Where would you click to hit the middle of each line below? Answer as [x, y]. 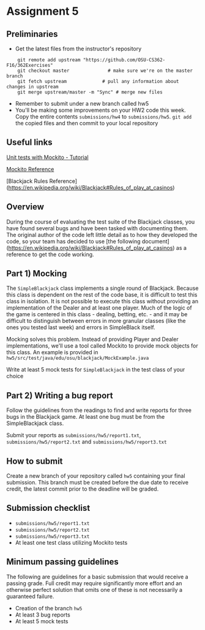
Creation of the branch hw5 [49, 608]
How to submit [35, 461]
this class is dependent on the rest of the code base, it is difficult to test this [102, 295]
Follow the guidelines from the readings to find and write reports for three [99, 410]
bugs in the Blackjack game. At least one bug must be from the [86, 417]
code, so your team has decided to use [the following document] [88, 241]
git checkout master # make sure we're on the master [105, 71]
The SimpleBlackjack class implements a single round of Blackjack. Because [102, 288]
